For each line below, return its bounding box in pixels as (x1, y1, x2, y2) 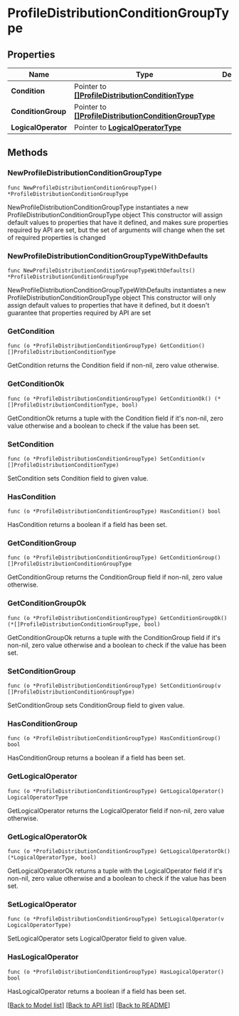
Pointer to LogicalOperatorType (74, 122, 181, 132)
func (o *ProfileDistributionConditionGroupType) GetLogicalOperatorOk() (7, 847, 231, 855)
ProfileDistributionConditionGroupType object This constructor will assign (7, 210, 223, 219)
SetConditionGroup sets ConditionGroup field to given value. (7, 701, 185, 710)
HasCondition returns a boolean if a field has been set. (7, 520, 167, 529)
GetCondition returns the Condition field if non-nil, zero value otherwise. (7, 361, 219, 370)
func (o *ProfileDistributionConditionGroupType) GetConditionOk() (7, 395, 212, 402)
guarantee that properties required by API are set (7, 308, 152, 317)
